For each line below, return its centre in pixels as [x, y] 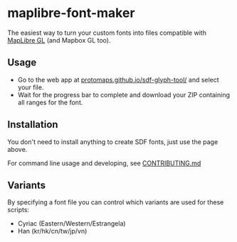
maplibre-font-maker [71, 13]
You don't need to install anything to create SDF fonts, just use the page [113, 142]
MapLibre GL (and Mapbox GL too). [59, 40]
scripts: [19, 210]
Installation [33, 125]
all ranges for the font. [50, 102]
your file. [31, 87]
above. [17, 149]
